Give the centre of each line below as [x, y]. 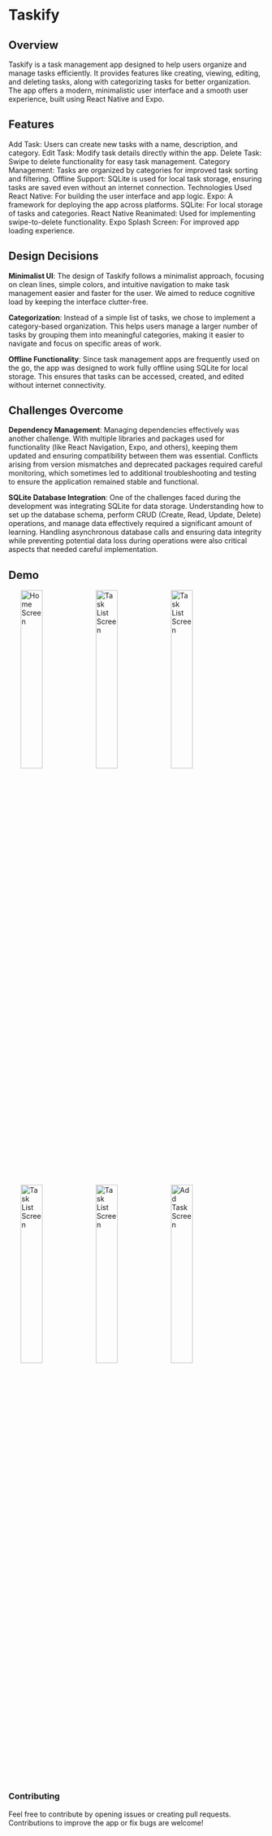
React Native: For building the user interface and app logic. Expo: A [121, 196]
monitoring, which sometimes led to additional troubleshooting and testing [133, 473]
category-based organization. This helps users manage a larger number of [133, 326]
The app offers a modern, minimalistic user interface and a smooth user [128, 90]
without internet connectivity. [58, 385]
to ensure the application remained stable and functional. [104, 482]
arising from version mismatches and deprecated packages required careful [136, 464]
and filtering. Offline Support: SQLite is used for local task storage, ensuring [135, 178]
